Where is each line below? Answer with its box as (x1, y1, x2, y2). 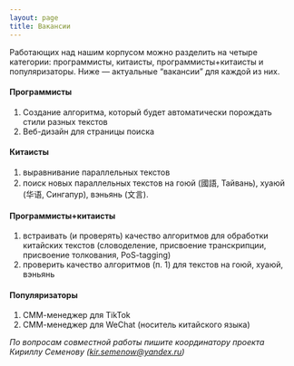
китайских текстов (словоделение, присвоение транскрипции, (22, 240, 267, 251)
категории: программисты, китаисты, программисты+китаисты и (9, 56, 264, 67)
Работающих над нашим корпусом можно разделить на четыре (9, 46, 259, 57)
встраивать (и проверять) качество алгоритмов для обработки (22, 230, 269, 241)
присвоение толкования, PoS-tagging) (22, 250, 171, 261)
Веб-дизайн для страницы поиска (22, 126, 155, 137)
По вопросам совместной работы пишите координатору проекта (9, 337, 265, 348)
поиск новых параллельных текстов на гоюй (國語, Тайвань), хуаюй (22, 178, 286, 188)
